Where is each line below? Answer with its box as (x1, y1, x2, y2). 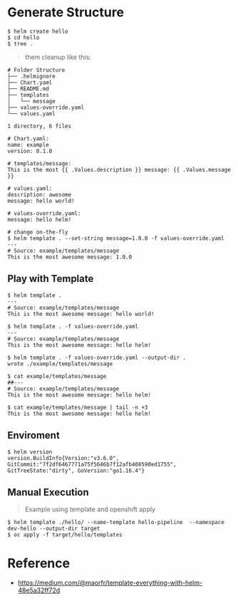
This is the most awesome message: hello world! (7, 310, 155, 318)
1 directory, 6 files (7, 122, 72, 130)
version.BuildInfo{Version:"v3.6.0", (7, 454, 120, 461)
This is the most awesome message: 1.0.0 (7, 254, 133, 261)
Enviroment (7, 429, 61, 441)
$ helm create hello (7, 28, 69, 35)
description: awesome (7, 191, 72, 198)
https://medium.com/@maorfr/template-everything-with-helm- (17, 578, 203, 587)
